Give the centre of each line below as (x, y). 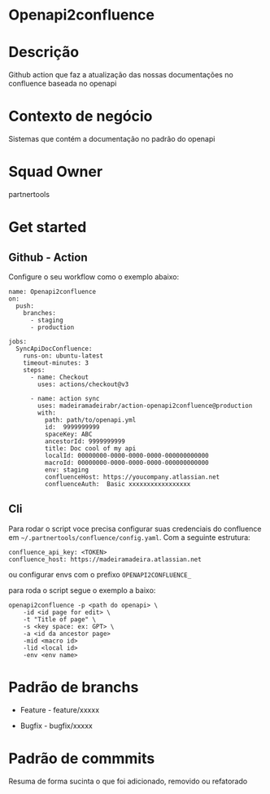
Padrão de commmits (82, 758)
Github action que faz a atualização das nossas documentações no (121, 75)
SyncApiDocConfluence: (54, 349)
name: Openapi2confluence (52, 292)
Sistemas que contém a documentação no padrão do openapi (112, 139)
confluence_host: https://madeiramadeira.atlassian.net (105, 559)
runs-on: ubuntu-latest (63, 356)
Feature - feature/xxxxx (60, 709)
